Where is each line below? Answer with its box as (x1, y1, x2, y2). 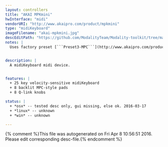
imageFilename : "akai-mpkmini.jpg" (5, 30, 79, 35)
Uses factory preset (9, 44, 52, 49)
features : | (5, 76, 30, 81)
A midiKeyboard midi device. (9, 62, 70, 67)
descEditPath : (5, 35, 35, 40)
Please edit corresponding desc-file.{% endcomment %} (5, 136, 122, 142)
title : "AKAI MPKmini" (5, 12, 52, 17)
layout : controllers (5, 7, 48, 12)
